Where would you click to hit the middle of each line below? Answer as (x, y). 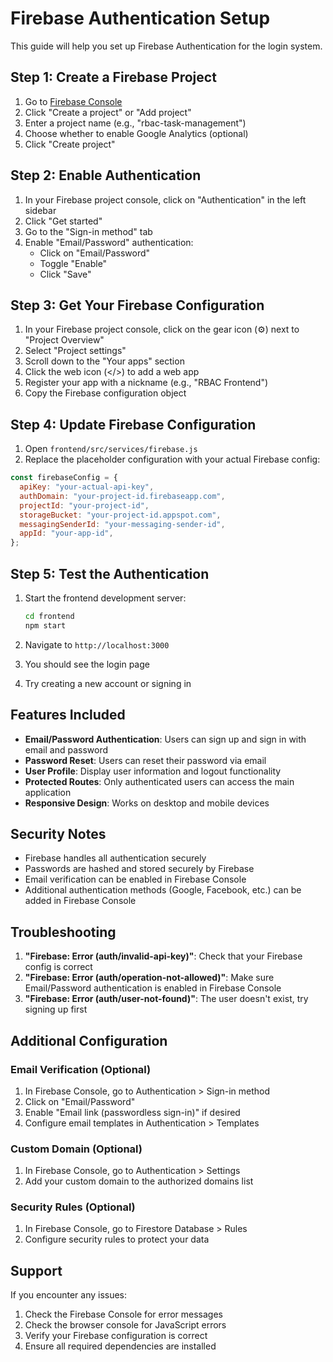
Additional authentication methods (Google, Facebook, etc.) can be (163, 890)
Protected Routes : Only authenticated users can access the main (159, 781)
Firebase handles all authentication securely (115, 858)
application (48, 792)
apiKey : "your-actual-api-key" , (87, 487)
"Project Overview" (64, 340)
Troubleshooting (63, 932)
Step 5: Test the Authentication (110, 573)
